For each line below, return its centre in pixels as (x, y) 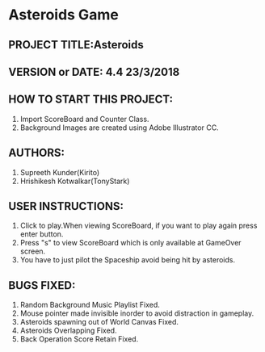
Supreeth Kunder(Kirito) (59, 172)
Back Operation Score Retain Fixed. (79, 339)
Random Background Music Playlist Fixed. (90, 305)
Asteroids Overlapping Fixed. (68, 331)
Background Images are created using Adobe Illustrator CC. (120, 128)
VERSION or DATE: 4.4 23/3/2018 (94, 71)
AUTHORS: (37, 153)
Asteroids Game (63, 15)
